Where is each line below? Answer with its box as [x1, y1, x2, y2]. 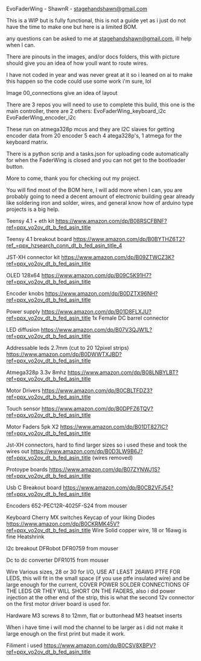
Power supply [6, 308, 40, 315]
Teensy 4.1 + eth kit [6, 218, 54, 224]
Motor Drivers [6, 387, 41, 394]
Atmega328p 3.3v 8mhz [6, 369, 66, 376]
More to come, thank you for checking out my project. [6, 175, 141, 182]
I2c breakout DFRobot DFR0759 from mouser [6, 545, 119, 552]
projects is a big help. [6, 205, 60, 213]
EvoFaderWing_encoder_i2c [6, 114, 77, 121]
